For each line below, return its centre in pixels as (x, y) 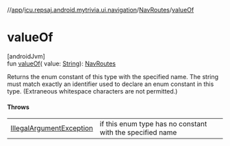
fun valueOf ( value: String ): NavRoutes (62, 63)
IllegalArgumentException (52, 128)
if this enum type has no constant (153, 124)
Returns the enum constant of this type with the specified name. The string (113, 76)
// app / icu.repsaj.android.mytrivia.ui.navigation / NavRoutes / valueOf (101, 10)
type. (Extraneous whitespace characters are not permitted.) (92, 91)
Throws (18, 107)
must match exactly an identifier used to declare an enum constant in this (111, 84)
